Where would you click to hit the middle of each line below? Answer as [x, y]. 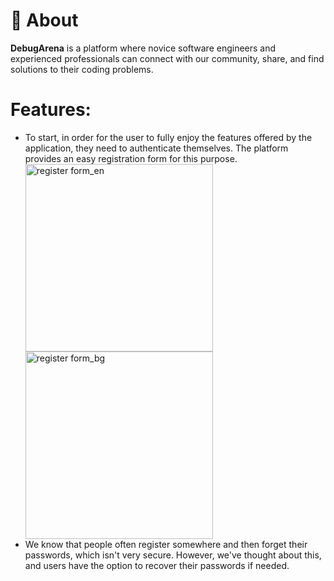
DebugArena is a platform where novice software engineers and [143, 48]
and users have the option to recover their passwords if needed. [157, 565]
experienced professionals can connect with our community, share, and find [167, 58]
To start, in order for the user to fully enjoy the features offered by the [168, 137]
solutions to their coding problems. [82, 69]
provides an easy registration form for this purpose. [131, 158]
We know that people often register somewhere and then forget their [166, 544]
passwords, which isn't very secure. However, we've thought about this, [173, 555]
